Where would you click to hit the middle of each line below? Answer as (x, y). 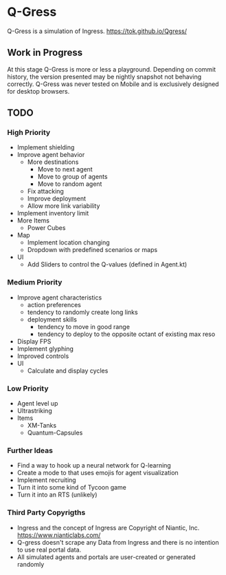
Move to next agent (65, 169)
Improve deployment (57, 199)
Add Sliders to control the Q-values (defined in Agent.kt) (107, 264)
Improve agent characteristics (59, 297)
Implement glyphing (45, 348)
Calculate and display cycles (68, 370)
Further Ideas (30, 450)
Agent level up (37, 404)
